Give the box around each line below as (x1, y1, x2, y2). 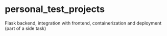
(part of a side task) (5, 25, 46, 31)
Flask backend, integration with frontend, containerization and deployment (5, 20, 162, 26)
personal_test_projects (5, 3, 105, 15)
